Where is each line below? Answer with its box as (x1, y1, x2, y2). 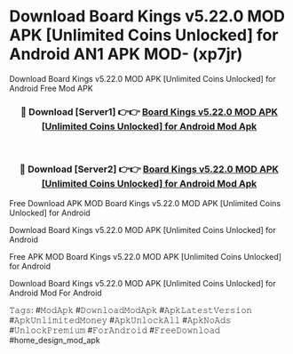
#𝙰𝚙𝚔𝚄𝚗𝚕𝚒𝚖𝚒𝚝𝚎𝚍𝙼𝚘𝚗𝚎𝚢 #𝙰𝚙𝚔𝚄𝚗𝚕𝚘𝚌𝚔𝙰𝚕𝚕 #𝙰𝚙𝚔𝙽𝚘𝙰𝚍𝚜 (9, 314, 232, 326)
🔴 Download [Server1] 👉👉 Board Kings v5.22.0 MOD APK (20, 105, 278, 117)
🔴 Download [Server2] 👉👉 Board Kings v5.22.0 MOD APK (19, 163, 280, 175)
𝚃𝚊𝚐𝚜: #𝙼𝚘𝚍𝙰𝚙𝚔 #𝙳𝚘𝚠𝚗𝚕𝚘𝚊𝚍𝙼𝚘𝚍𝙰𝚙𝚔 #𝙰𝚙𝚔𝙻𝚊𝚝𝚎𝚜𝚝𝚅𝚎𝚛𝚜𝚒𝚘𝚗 (9, 304, 253, 315)
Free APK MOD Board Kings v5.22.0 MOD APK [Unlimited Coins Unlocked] (9, 251, 282, 261)
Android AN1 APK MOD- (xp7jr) (9, 44, 243, 64)
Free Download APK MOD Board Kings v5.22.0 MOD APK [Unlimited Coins (9, 197, 281, 208)
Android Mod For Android (9, 287, 102, 298)
